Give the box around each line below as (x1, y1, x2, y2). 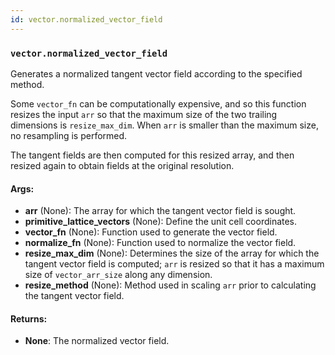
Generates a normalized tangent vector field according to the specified (10, 67, 303, 80)
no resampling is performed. (10, 129, 128, 141)
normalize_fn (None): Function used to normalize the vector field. (24, 237, 297, 249)
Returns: (10, 312, 48, 325)
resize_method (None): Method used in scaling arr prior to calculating (24, 279, 317, 291)
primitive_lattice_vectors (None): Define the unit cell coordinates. (24, 216, 298, 228)
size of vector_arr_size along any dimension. (24, 269, 213, 281)
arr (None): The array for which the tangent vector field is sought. (24, 205, 297, 217)
